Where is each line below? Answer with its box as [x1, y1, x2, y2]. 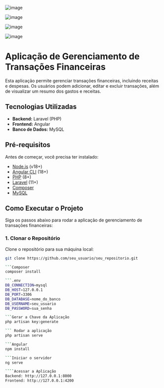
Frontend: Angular [12, 121, 50, 127]
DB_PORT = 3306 [5, 292, 32, 297]
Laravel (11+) [12, 179, 39, 185]
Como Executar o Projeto [5, 204, 83, 213]
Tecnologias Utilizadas [5, 103, 77, 111]
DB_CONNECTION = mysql [5, 283, 48, 288]
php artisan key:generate [5, 320, 58, 325]
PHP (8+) [12, 174, 32, 180]
